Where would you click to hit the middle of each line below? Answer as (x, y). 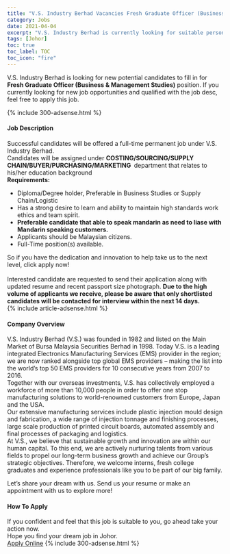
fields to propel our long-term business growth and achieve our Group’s (108, 455)
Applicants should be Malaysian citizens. (74, 236)
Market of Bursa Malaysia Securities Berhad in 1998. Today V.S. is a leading (114, 347)
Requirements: (28, 179)
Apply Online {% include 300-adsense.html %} (73, 543)
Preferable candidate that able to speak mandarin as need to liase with (119, 222)
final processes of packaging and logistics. (68, 434)
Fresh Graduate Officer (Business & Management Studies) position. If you (113, 85)
